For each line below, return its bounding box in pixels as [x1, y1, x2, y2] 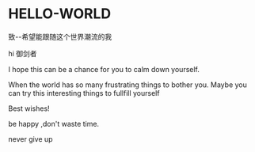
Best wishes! [8, 104, 50, 113]
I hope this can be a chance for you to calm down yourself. [8, 64, 200, 74]
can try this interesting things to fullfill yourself [8, 88, 160, 97]
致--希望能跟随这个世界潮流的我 [8, 32, 112, 41]
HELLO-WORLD [8, 5, 112, 23]
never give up [8, 134, 53, 143]
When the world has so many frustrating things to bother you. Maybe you [8, 80, 247, 89]
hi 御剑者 [8, 48, 37, 58]
